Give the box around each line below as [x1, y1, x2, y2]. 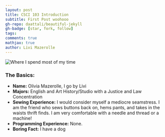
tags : [5, 31, 17, 36]
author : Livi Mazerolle [5, 45, 56, 50]
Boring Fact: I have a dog [12, 126, 66, 132]
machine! [12, 115, 32, 121]
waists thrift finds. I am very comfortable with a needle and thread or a [12, 110, 159, 116]
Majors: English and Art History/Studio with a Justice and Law [12, 88, 142, 94]
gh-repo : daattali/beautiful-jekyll [5, 21, 82, 27]
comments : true [5, 36, 37, 41]
